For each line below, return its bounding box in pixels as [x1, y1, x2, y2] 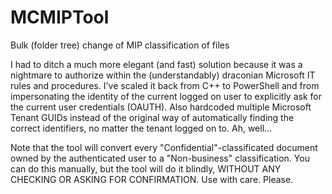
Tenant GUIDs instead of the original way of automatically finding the [10, 111, 295, 123]
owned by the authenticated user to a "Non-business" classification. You [10, 152, 310, 164]
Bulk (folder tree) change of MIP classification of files [10, 39, 230, 51]
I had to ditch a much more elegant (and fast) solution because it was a [10, 58, 303, 70]
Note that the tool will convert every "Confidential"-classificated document [10, 141, 318, 153]
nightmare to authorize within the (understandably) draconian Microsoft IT [10, 69, 316, 81]
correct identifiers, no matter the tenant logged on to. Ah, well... [10, 122, 273, 134]
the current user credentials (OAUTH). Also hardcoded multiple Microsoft [10, 101, 312, 113]
